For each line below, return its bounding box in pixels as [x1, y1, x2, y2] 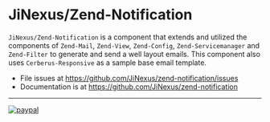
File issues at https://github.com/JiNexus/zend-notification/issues [19, 73, 239, 83]
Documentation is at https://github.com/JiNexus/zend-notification [19, 82, 239, 91]
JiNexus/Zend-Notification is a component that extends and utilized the [8, 32, 247, 42]
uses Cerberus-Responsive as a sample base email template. [8, 58, 207, 67]
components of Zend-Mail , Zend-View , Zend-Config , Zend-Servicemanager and [8, 40, 260, 50]
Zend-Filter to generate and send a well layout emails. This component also [8, 49, 261, 59]
